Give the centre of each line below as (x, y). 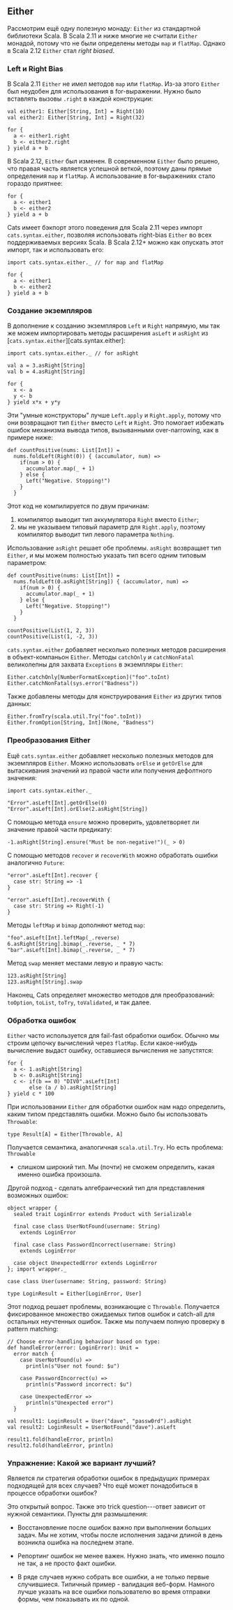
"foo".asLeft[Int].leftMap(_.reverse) (63, 938)
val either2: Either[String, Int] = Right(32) (76, 118)
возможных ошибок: (38, 1195)
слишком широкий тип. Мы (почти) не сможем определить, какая (116, 1167)
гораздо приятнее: (35, 184)
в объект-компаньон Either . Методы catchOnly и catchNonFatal (100, 657)
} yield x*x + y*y (34, 402)
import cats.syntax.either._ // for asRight (73, 353)
